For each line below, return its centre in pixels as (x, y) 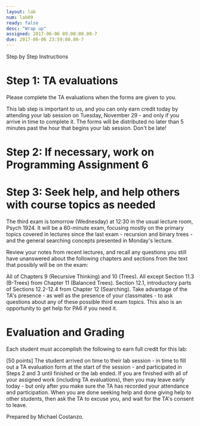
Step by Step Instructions (37, 57)
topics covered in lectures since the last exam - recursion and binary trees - (99, 235)
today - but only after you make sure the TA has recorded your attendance (98, 386)
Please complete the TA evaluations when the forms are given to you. (92, 97)
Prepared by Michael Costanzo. (45, 417)
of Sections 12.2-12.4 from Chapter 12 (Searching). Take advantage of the (97, 289)
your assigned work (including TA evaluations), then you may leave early (96, 380)
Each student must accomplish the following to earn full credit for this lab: (97, 349)
